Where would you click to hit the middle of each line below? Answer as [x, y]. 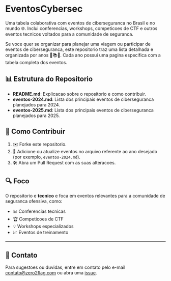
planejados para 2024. [36, 104]
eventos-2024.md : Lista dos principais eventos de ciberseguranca [83, 99]
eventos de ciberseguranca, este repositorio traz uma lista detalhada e [79, 49]
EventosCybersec [44, 9]
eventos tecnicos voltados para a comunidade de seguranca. [69, 34]
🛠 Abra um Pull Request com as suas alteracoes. [64, 162]
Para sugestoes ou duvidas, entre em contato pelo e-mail [65, 267]
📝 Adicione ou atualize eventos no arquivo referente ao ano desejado [85, 151]
